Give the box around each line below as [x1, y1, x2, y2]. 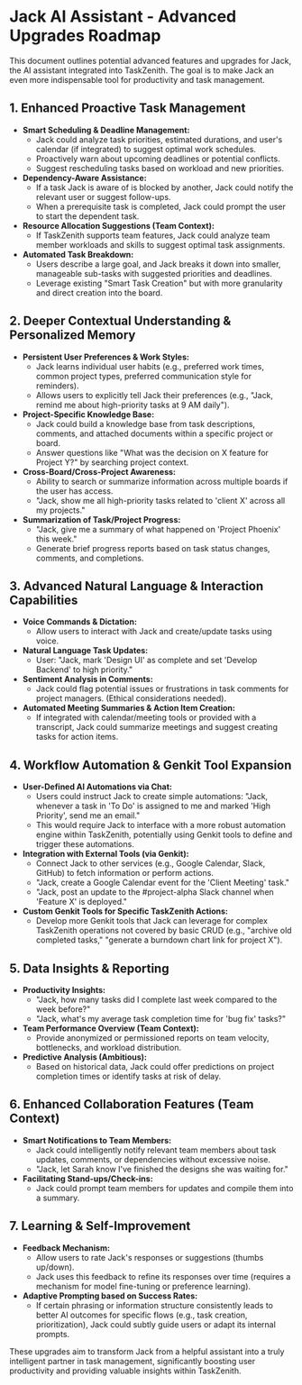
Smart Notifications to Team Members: [22, 1134, 172, 1145]
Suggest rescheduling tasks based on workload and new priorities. [35, 162, 285, 173]
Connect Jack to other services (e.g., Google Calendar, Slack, [35, 858, 266, 869]
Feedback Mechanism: [22, 1242, 111, 1253]
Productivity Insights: [22, 985, 106, 995]
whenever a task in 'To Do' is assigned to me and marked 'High [35, 800, 271, 812]
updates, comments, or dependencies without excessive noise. [35, 1153, 270, 1164]
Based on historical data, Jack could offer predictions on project [35, 1062, 275, 1071]
